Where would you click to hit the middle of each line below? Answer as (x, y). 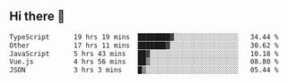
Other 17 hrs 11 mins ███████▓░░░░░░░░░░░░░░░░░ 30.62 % (144, 46)
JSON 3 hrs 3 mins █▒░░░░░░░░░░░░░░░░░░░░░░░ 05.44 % (144, 71)
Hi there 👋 (37, 17)
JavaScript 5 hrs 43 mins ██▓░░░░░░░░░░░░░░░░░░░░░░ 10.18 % (144, 54)
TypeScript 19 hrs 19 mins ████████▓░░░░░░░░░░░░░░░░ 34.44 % (144, 37)
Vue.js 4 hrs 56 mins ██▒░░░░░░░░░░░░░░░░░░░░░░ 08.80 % (144, 62)
